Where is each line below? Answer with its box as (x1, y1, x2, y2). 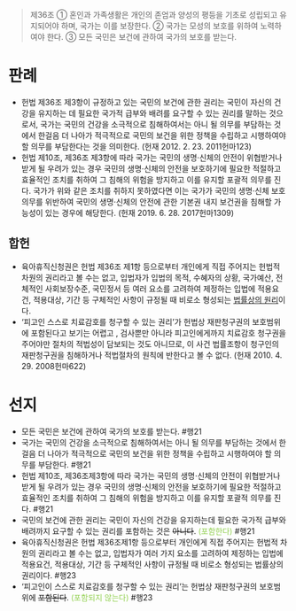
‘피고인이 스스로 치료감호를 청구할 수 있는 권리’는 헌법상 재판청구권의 (20, 581, 258, 592)
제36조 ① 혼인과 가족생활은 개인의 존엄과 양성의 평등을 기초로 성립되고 (29, 10, 278, 19)
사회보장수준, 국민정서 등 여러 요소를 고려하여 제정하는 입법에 (44, 283, 256, 294)
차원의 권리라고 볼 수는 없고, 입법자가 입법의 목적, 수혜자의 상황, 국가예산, (20, 272, 274, 282)
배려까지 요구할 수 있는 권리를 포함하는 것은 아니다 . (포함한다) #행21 (20, 525, 255, 536)
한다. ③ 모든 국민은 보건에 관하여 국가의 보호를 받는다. (46, 32, 237, 42)
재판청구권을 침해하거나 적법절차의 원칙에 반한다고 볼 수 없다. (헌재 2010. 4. (20, 350, 283, 360)
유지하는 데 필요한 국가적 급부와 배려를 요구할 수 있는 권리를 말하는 (37, 107, 268, 119)
